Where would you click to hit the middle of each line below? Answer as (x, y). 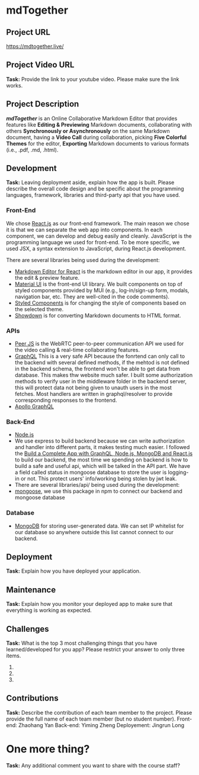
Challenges (28, 629)
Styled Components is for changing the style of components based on (100, 303)
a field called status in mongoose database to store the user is (91, 472)
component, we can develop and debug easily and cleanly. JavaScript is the (99, 236)
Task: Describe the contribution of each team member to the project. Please (99, 712)
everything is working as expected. (49, 611)
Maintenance (31, 590)
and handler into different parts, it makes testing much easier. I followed (102, 447)
